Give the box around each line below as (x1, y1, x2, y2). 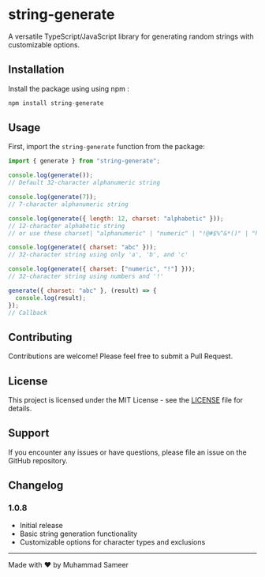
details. (8, 404, 32, 414)
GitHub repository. (8, 455, 69, 465)
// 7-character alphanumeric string (8, 200, 129, 208)
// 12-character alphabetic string (8, 222, 125, 230)
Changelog (8, 479, 64, 493)
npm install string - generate (8, 99, 104, 107)
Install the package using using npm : (8, 84, 130, 93)
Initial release (19, 520, 63, 530)
